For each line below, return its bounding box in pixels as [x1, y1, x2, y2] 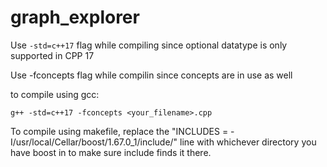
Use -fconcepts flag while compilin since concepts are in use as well [10, 69, 293, 81]
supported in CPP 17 [10, 49, 95, 61]
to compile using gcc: [10, 88, 100, 100]
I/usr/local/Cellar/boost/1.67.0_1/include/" [10, 136, 178, 148]
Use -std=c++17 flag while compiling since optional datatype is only [10, 39, 288, 51]
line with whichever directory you [179, 136, 317, 148]
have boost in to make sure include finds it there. [10, 146, 212, 158]
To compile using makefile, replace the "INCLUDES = [10, 125, 229, 137]
